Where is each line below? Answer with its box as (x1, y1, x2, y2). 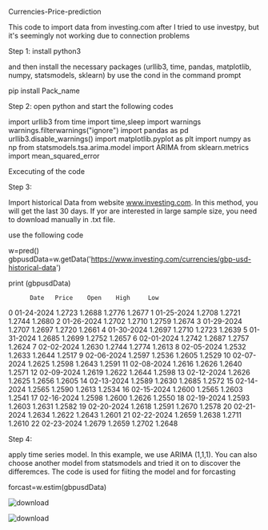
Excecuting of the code (8, 167, 86, 176)
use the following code (8, 230, 84, 240)
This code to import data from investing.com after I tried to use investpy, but (8, 22, 260, 31)
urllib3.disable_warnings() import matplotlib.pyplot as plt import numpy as (8, 134, 251, 144)
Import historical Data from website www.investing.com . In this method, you (8, 198, 258, 207)
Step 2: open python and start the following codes (8, 102, 174, 111)
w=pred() (8, 246, 40, 255)
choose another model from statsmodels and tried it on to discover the (8, 459, 242, 467)
